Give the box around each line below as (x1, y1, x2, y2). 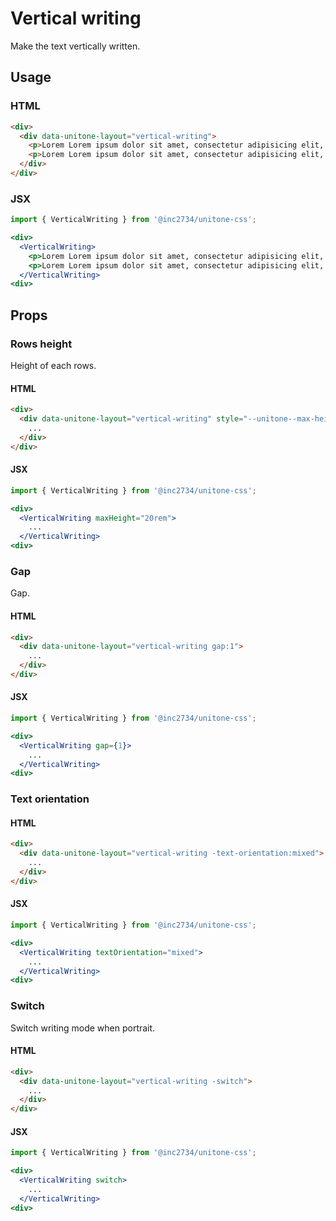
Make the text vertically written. (10, 40, 141, 52)
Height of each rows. (10, 359, 97, 371)
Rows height (10, 337, 73, 351)
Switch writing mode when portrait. (10, 1022, 156, 1034)
